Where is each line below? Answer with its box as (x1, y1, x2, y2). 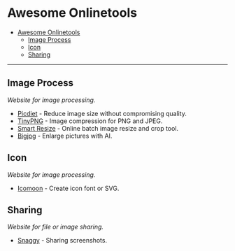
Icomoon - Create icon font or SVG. (17, 184, 120, 192)
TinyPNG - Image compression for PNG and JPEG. (17, 117, 163, 125)
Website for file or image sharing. (7, 222, 104, 231)
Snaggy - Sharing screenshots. (17, 236, 107, 245)
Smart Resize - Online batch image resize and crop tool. (17, 124, 179, 132)
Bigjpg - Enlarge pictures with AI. (17, 131, 113, 140)
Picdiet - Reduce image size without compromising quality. (17, 109, 187, 117)
